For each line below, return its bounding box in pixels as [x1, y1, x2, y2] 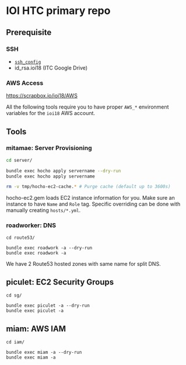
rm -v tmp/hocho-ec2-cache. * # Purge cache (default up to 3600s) [6, 184, 171, 190]
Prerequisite [6, 27, 52, 37]
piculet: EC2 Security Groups [6, 277, 114, 287]
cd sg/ [6, 293, 22, 298]
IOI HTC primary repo [6, 4, 111, 18]
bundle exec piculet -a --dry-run [6, 303, 90, 309]
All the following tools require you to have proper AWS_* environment [6, 103, 169, 110]
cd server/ [6, 157, 33, 163]
